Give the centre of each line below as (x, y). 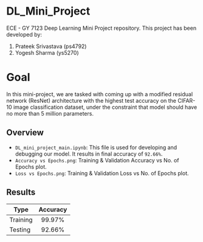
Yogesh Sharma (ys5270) (47, 52)
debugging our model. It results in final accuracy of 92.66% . (89, 154)
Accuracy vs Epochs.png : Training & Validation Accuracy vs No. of (97, 160)
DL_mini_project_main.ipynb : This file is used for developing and (96, 147)
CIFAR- (186, 100)
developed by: (24, 34)
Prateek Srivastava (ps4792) (51, 46)
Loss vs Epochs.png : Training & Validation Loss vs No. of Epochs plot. (102, 173)
